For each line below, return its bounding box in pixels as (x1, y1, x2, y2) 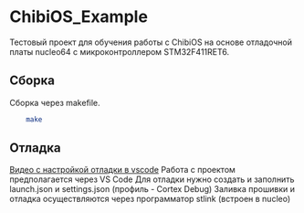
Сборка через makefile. (9, 97, 100, 108)
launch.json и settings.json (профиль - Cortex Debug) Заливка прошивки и (9, 184, 295, 195)
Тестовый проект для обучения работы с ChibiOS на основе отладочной (9, 37, 292, 48)
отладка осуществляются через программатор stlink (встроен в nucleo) (9, 194, 291, 205)
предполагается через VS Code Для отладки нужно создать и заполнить (9, 174, 295, 185)
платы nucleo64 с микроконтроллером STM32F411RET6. (9, 46, 230, 57)
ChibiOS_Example (9, 6, 149, 27)
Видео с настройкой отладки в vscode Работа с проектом (9, 165, 236, 176)
